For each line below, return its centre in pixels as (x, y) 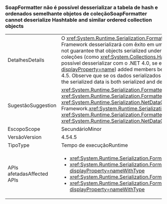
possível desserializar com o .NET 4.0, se (110, 63)
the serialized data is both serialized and (108, 82)
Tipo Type (19, 145)
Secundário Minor (82, 129)
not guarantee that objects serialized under (112, 51)
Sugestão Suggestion (32, 105)
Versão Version (25, 137)
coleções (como (80, 57)
